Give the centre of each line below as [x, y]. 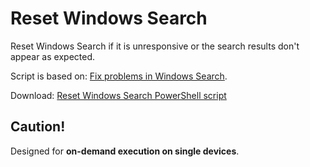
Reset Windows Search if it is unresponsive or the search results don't [155, 46]
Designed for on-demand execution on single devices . [125, 151]
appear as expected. [52, 56]
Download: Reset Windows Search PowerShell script [118, 95]
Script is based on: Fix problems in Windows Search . [119, 76]
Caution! [38, 127]
